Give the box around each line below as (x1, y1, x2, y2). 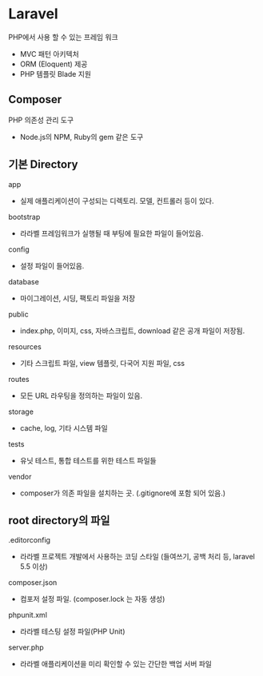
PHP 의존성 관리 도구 (8, 115, 74, 125)
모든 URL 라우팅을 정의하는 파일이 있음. (19, 391, 143, 400)
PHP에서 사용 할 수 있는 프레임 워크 (8, 32, 118, 42)
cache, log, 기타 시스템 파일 (19, 423, 108, 432)
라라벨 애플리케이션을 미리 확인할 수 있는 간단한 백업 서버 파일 (19, 659, 212, 669)
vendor (8, 471, 32, 481)
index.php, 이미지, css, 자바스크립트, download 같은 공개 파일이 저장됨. (19, 325, 245, 336)
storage (8, 407, 34, 416)
